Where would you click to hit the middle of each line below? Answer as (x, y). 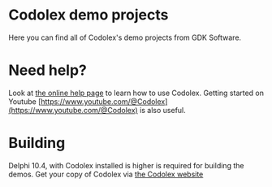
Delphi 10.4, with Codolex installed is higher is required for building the (126, 165)
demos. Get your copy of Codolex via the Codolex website (106, 174)
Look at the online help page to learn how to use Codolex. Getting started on (136, 93)
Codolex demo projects (89, 15)
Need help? (47, 70)
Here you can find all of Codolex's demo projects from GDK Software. (125, 37)
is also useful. (163, 110)
